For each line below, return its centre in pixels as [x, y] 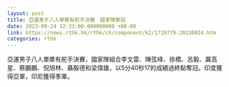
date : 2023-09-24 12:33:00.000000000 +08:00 [72, 26]
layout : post [26, 13]
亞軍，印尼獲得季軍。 [43, 77]
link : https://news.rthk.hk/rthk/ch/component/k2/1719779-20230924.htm [111, 33]
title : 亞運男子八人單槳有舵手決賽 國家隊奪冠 [67, 20]
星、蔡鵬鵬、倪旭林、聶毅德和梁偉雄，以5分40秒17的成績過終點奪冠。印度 [112, 68]
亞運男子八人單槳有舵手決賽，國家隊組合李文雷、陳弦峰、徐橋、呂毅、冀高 [112, 60]
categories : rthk [32, 39]
